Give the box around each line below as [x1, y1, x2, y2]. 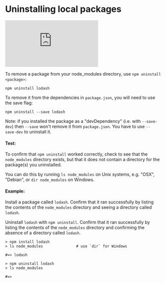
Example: [5, 188, 25, 194]
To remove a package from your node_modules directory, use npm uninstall [5, 71, 161, 77]
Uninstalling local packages [5, 3, 121, 15]
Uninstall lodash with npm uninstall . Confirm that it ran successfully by [5, 219, 150, 225]
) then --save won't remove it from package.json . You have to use [11, 123, 145, 129]
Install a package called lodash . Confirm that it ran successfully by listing [5, 199, 154, 205]
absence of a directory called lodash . [5, 230, 81, 236]
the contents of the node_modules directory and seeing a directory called [5, 204, 152, 210]
